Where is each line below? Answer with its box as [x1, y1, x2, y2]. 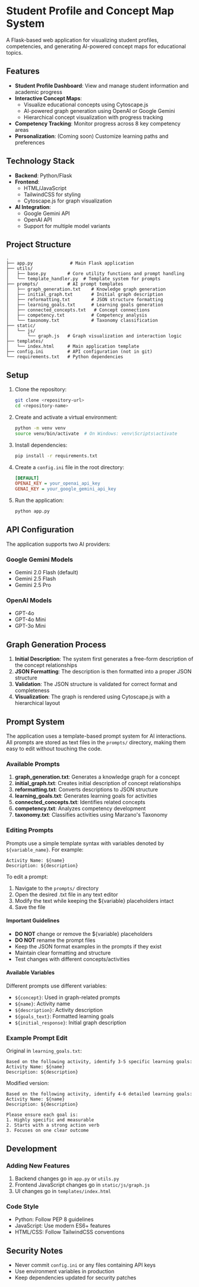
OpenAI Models [6, 596, 52, 605]
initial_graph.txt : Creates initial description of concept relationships [14, 780, 181, 787]
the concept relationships [14, 662, 77, 669]
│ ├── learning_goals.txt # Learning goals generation [6, 302, 163, 308]
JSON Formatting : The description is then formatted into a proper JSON [14, 668, 192, 675]
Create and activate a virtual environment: [14, 413, 118, 420]
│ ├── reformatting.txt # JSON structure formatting [6, 297, 163, 303]
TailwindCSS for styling [23, 191, 81, 198]
